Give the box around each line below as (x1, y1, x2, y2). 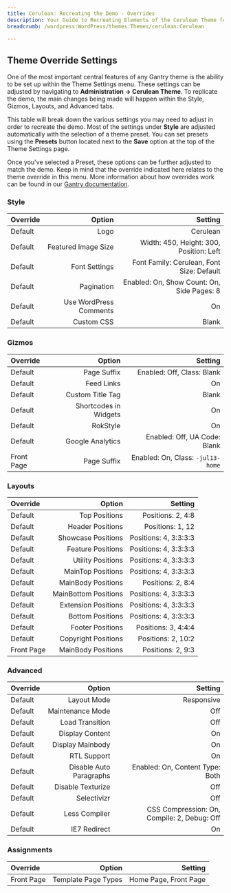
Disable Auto (69, 763, 111, 772)
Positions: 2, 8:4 (142, 578, 195, 588)
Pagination (79, 282, 114, 292)
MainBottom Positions (52, 589, 124, 599)
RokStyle (91, 421, 121, 430)
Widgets (93, 410, 121, 419)
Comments (78, 306, 114, 316)
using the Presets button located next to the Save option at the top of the (7, 137, 215, 146)
